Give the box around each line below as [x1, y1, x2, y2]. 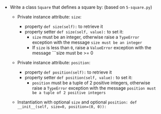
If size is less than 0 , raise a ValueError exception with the [32, 45, 152, 50]
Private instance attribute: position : [17, 60, 91, 65]
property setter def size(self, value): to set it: [24, 29, 124, 34]
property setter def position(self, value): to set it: [24, 75, 133, 80]
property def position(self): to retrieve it [24, 69, 112, 75]
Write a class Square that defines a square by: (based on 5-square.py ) [9, 4, 153, 10]
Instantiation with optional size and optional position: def [17, 99, 137, 105]
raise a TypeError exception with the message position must [32, 85, 157, 91]
